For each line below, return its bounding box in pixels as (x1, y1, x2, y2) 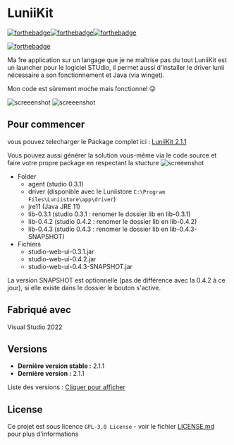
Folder (17, 172, 37, 181)
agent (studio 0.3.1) (27, 179, 84, 188)
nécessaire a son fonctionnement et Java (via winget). (7, 71, 165, 79)
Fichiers (17, 239, 41, 248)
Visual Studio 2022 (7, 323, 63, 331)
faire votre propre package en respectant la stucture (7, 158, 160, 167)
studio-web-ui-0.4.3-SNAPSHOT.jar (27, 262, 133, 271)
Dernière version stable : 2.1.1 (17, 362, 104, 370)
